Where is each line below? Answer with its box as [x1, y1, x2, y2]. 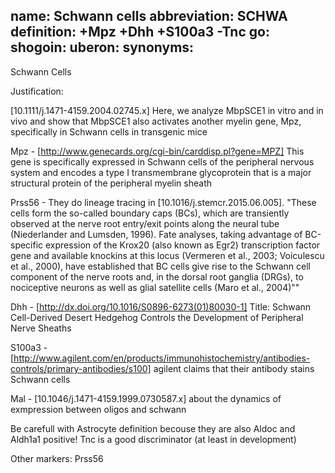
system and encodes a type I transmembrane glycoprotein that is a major [10, 166, 312, 178]
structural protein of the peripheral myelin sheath [10, 177, 213, 189]
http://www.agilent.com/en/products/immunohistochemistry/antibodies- [13, 352, 311, 364]
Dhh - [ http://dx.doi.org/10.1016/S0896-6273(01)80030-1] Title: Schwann [10, 300, 312, 313]
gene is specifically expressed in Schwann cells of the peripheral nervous [10, 155, 315, 168]
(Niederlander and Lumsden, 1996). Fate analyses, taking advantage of [10, 228, 303, 240]
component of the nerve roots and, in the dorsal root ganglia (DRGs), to [10, 270, 304, 283]
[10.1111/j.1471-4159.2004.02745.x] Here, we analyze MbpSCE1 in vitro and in [10, 104, 324, 116]
